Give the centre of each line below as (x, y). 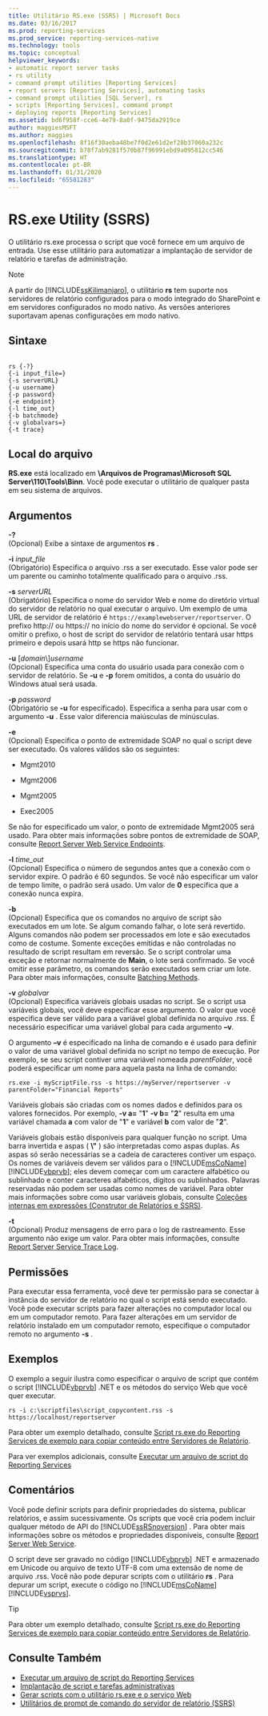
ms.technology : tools (44, 46)
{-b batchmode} (34, 415)
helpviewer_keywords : (44, 61)
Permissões (39, 1272)
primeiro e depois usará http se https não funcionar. (94, 643)
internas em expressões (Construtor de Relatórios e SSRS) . (106, 1206)
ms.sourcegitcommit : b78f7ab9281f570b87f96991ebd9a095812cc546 (116, 150)
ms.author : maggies (41, 135)
